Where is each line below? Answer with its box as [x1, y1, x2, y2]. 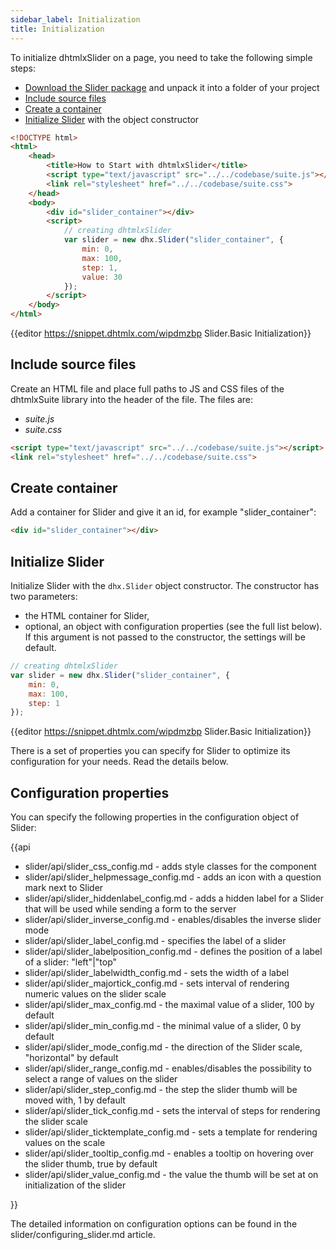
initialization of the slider [24, 1179, 127, 1191]
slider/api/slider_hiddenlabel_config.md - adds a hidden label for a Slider [24, 892, 325, 905]
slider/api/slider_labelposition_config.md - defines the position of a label [24, 946, 323, 958]
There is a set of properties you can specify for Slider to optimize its [10, 745, 291, 757]
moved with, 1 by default [24, 1094, 126, 1106]
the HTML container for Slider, [24, 610, 150, 622]
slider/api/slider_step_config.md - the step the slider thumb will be [24, 1084, 298, 1096]
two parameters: [10, 591, 78, 603]
